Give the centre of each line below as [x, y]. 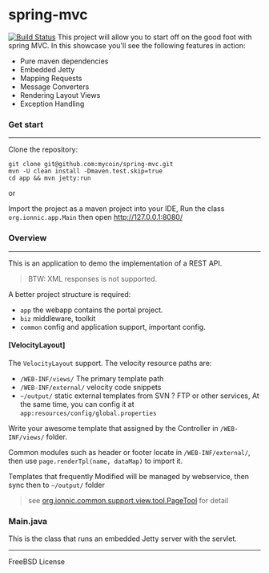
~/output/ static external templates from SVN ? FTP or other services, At [140, 396]
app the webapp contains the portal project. [91, 310]
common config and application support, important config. [112, 327]
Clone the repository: [43, 149]
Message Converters [54, 87]
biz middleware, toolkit [58, 318]
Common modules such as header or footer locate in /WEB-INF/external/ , [129, 452]
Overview [28, 238]
